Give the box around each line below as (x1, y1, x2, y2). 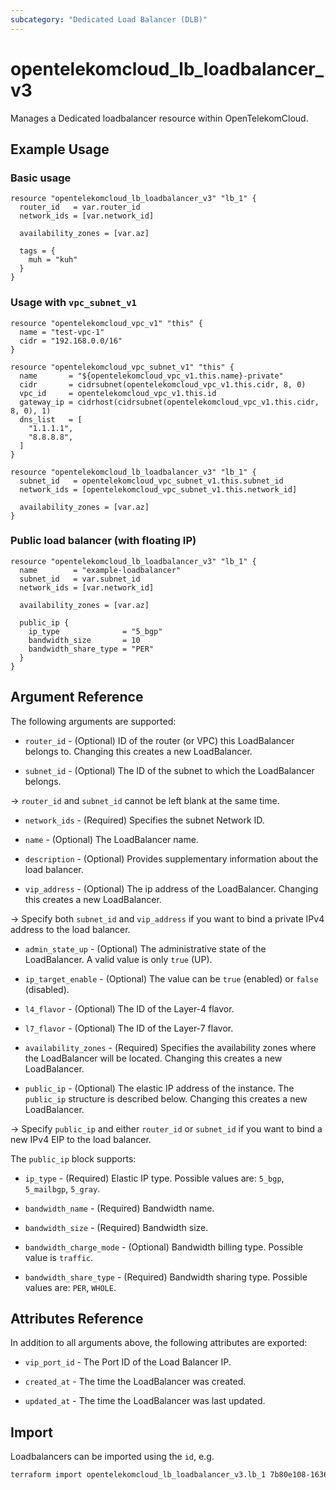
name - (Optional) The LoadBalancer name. (24, 833, 199, 845)
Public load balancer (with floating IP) (10, 534, 197, 548)
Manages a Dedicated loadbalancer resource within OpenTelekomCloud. (10, 112, 309, 124)
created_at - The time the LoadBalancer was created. (24, 1376, 247, 1388)
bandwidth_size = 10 (28, 635, 141, 645)
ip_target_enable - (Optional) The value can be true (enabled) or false (24, 972, 319, 985)
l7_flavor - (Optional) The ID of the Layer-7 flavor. (24, 1022, 234, 1034)
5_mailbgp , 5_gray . (24, 1182, 101, 1195)
